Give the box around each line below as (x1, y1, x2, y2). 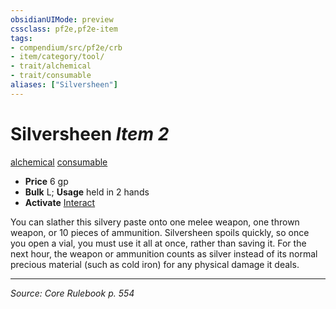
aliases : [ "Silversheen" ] (10, 80, 118, 90)
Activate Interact (24, 196, 96, 208)
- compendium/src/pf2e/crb (10, 42, 123, 53)
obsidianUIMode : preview (10, 14, 114, 25)
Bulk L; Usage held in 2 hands (24, 186, 150, 198)
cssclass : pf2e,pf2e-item (10, 24, 118, 34)
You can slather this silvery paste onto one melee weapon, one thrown (10, 216, 300, 228)
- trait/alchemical (10, 61, 92, 71)
